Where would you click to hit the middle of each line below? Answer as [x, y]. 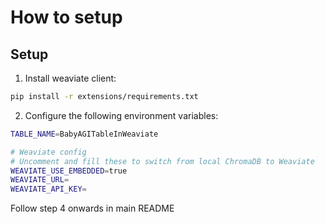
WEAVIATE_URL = [40, 180]
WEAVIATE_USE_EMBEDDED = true [69, 171]
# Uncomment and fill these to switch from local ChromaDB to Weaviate [162, 161]
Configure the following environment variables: [121, 115]
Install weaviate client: [70, 78]
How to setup [66, 17]
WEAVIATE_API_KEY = [48, 189]
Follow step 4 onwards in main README [92, 208]
